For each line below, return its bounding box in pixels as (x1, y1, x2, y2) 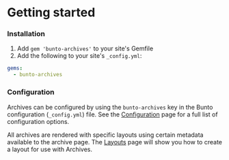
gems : (7, 65, 23, 72)
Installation (7, 29, 46, 39)
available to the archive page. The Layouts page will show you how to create (7, 138, 222, 146)
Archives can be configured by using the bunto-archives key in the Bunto (7, 103, 213, 111)
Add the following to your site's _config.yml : (16, 52, 142, 60)
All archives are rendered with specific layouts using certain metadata (7, 131, 204, 139)
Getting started (7, 5, 96, 20)
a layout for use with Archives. (7, 145, 92, 153)
